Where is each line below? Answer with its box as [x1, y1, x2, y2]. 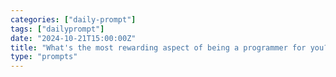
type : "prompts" [10, 52, 78, 62]
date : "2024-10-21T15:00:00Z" [10, 33, 137, 43]
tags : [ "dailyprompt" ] [10, 24, 105, 34]
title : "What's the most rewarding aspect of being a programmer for [10, 42, 307, 53]
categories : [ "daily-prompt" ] [10, 14, 137, 25]
